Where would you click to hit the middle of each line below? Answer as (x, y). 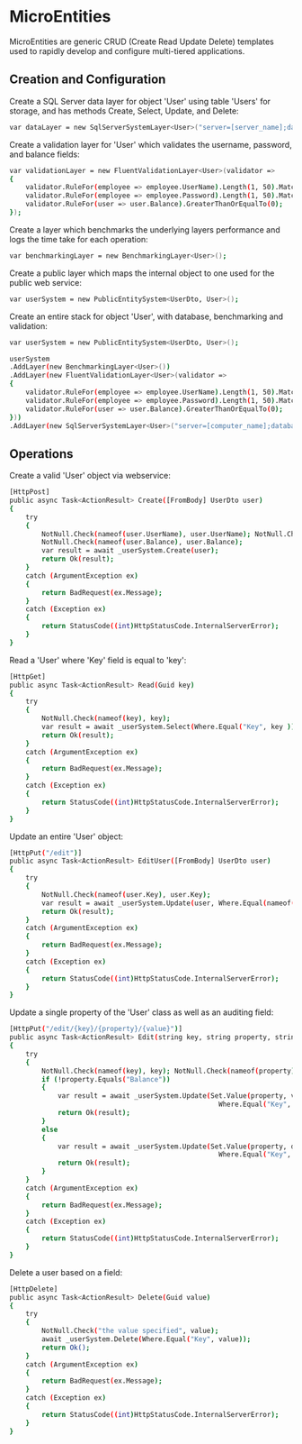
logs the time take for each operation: (79, 239)
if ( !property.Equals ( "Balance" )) (106, 1079)
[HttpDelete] (34, 1289)
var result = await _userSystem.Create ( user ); (130, 551)
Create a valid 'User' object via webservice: (90, 476)
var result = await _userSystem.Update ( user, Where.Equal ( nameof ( (169, 903)
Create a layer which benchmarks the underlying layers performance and (145, 229)
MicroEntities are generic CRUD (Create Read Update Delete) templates (142, 41)
